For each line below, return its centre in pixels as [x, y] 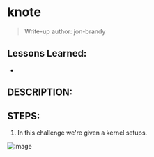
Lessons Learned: [47, 53]
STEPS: [24, 116]
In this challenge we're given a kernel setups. [82, 133]
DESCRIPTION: [40, 92]
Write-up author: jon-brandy [65, 31]
